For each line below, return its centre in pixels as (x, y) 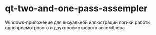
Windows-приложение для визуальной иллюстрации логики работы (78, 22)
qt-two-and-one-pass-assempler (76, 9)
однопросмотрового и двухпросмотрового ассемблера (65, 27)
